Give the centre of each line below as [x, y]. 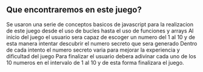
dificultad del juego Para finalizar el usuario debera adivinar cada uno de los [101, 56]
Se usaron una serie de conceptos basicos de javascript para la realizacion [100, 24]
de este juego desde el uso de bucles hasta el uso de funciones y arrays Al [100, 31]
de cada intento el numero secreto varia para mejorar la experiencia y [93, 50]
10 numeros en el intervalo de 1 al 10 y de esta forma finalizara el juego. [95, 62]
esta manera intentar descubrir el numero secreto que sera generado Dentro [102, 43]
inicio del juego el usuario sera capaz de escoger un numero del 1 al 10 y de [101, 37]
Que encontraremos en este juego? [74, 10]
